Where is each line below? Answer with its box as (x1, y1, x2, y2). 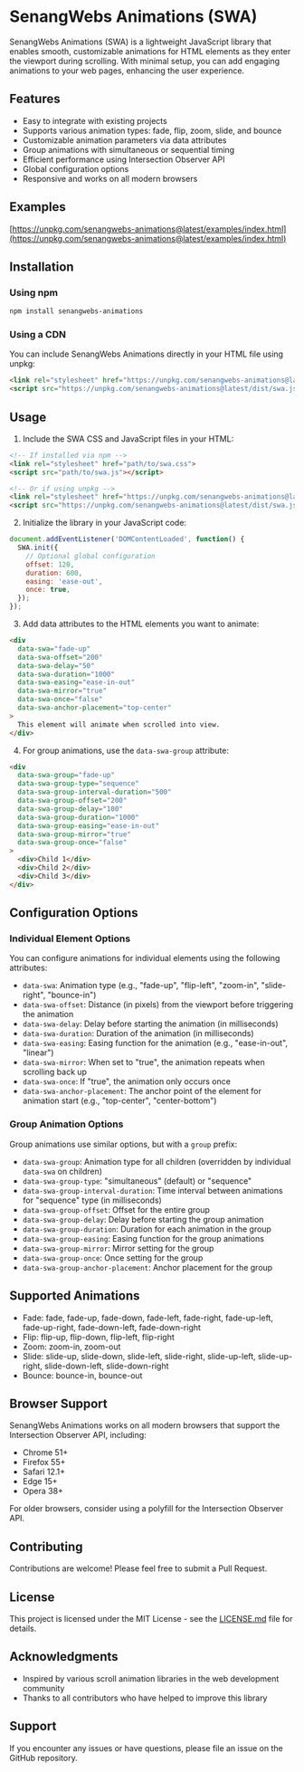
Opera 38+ (22, 1486, 63, 1497)
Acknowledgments (9, 1649, 119, 1664)
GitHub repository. (9, 1752, 79, 1763)
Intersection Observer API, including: (9, 1430, 147, 1441)
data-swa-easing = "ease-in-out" (17, 678, 136, 687)
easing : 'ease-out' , (25, 576, 103, 586)
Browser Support (9, 1396, 109, 1411)
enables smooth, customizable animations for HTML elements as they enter (9, 45, 291, 56)
